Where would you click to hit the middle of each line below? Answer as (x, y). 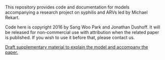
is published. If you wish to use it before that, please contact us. (70, 37)
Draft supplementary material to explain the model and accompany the (77, 47)
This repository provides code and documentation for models (67, 7)
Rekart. (12, 17)
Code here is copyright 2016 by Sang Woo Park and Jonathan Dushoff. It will (83, 27)
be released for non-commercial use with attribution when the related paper (82, 32)
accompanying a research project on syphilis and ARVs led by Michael (76, 12)
